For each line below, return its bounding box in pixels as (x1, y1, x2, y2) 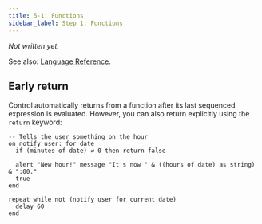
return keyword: (8, 117, 62, 128)
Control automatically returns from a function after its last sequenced (8, 100, 236, 110)
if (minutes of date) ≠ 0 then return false (15, 147, 166, 155)
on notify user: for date (8, 140, 94, 148)
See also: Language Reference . (8, 57, 112, 66)
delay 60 (15, 202, 45, 211)
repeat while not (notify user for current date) (8, 196, 177, 204)
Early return (8, 79, 69, 92)
